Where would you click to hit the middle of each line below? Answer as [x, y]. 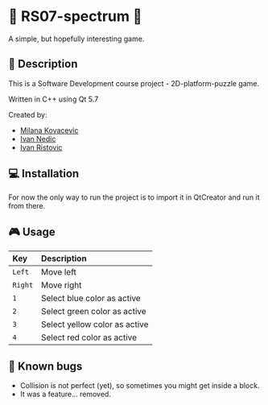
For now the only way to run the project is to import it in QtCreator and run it [134, 197]
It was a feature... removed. [65, 395]
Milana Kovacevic [49, 130]
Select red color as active [89, 337]
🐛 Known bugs [45, 366]
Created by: [28, 114]
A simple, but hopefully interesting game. [76, 39]
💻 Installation [44, 174]
